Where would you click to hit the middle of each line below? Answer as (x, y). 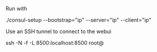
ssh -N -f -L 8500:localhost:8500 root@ (55, 43)
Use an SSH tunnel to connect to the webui (59, 31)
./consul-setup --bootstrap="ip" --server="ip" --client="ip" (78, 20)
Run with (16, 9)
